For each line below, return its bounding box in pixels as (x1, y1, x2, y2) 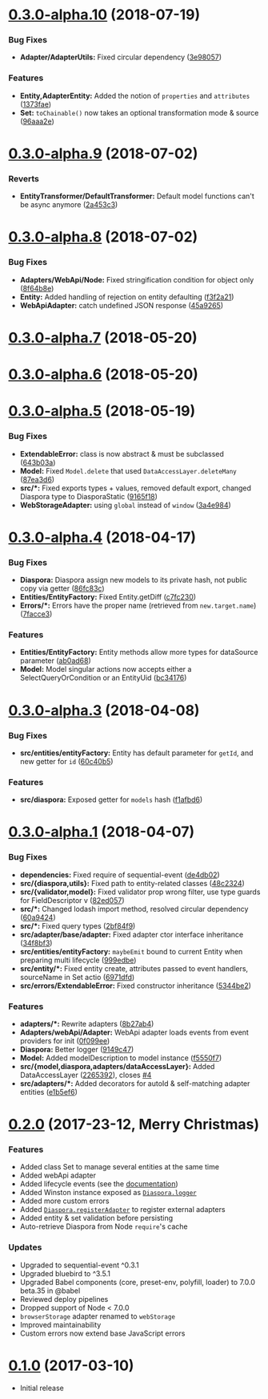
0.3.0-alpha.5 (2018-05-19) (8, 402, 196, 421)
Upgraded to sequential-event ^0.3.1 (19, 1260, 140, 1270)
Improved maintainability (19, 1320, 102, 1329)
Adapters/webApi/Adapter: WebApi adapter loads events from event (19, 1027, 250, 1037)
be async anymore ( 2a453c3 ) (19, 200, 118, 209)
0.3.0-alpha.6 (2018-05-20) (8, 365, 198, 384)
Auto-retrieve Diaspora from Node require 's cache (19, 1222, 188, 1231)
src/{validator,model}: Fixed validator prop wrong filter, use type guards (19, 887, 261, 897)
